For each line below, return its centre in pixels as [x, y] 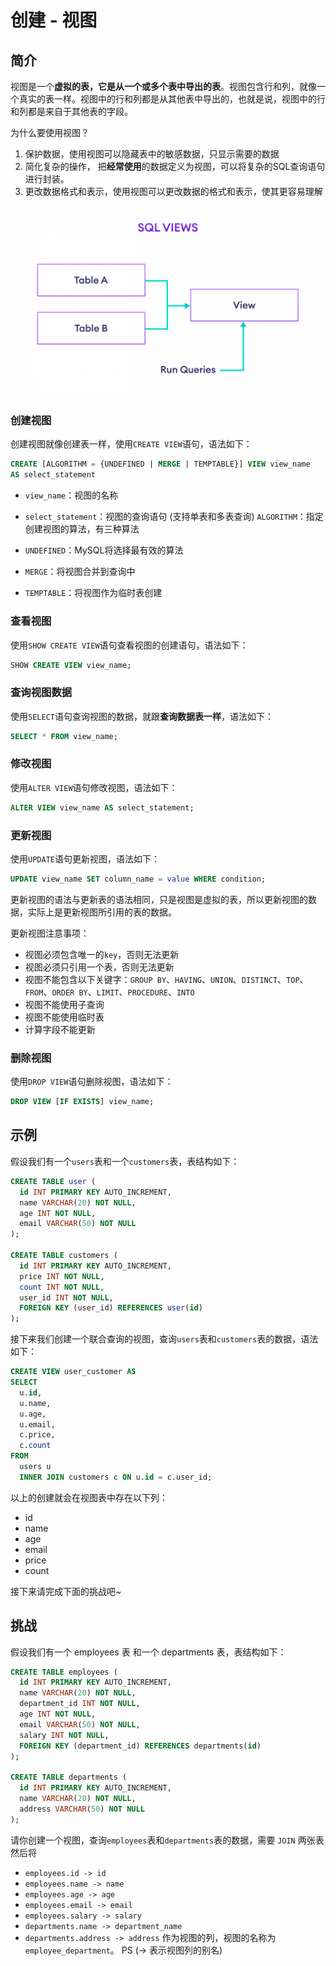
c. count [35, 1446]
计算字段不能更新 [60, 1029]
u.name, [35, 1403]
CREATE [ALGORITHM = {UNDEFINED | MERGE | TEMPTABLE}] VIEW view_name [160, 464]
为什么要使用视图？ [50, 132]
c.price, [37, 1435]
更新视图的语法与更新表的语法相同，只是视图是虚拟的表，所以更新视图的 [159, 899]
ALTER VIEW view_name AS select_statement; [102, 807]
